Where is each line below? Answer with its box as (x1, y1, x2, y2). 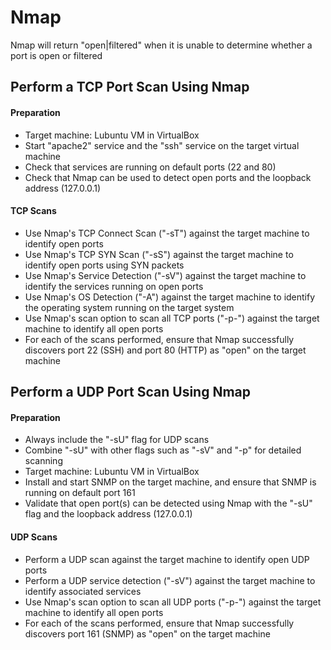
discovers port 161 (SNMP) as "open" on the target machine (24, 627, 271, 640)
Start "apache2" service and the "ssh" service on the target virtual (24, 139, 300, 151)
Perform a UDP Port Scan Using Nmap (10, 384, 252, 401)
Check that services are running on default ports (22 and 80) (24, 161, 277, 173)
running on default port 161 (24, 487, 136, 499)
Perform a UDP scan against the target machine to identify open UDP (24, 553, 310, 565)
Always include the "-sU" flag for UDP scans (24, 434, 210, 446)
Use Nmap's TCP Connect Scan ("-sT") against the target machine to (24, 227, 310, 239)
